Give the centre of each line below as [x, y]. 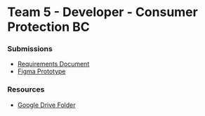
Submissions [30, 49]
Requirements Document [53, 64]
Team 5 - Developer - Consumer [102, 12]
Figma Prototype [41, 71]
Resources [26, 89]
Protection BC [48, 27]
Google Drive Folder [46, 105]
